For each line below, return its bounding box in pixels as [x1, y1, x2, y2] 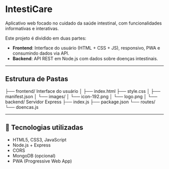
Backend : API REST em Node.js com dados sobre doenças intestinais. [12, 55, 158, 61]
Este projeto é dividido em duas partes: [5, 35, 87, 41]
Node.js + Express [12, 142, 51, 148]
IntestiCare [5, 4, 53, 15]
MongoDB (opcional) [12, 152, 56, 158]
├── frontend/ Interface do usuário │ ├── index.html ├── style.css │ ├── [5, 88, 161, 94]
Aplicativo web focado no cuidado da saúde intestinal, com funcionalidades [5, 20, 162, 26]
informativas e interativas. [5, 25, 59, 31]
